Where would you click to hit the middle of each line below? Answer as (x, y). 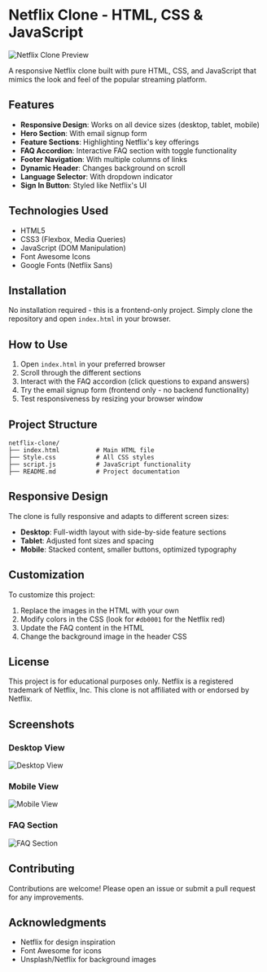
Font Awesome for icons (61, 951)
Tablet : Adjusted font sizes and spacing (87, 540)
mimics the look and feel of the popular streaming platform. (108, 79)
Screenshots (42, 724)
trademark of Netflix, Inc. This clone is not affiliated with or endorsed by (129, 690)
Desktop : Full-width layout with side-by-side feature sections (123, 532)
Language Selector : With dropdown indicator (96, 176)
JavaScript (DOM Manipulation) (73, 248)
